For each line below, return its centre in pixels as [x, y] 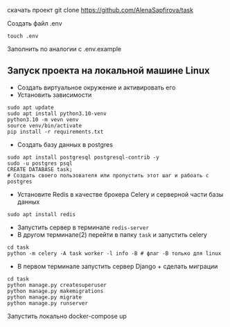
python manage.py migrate [44, 297]
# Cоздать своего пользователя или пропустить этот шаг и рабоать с [108, 175]
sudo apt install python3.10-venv [57, 114]
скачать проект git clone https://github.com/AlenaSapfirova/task [100, 10]
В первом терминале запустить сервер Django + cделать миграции [117, 266]
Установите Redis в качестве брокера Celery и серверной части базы [120, 194]
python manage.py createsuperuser [57, 285]
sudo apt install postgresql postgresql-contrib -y [83, 157]
